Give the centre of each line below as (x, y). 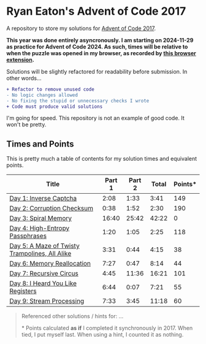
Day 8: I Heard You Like (43, 283)
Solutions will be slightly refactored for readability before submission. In (97, 71)
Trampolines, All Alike (40, 254)
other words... (24, 78)
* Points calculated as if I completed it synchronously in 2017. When (107, 328)
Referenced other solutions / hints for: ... (72, 316)
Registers (23, 291)
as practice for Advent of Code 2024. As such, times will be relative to (97, 47)
